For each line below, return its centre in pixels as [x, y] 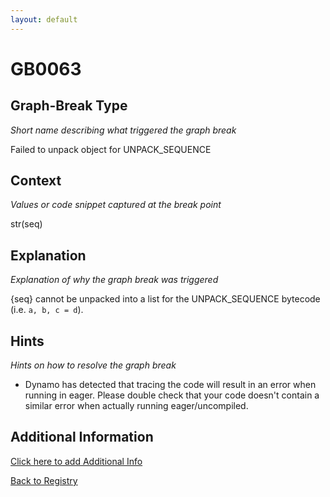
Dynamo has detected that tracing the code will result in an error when [170, 385]
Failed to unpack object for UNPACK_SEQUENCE [111, 149]
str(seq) [26, 224]
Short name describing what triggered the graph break [123, 130]
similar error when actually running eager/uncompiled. [136, 406]
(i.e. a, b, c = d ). [47, 310]
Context [36, 181]
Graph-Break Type [69, 106]
